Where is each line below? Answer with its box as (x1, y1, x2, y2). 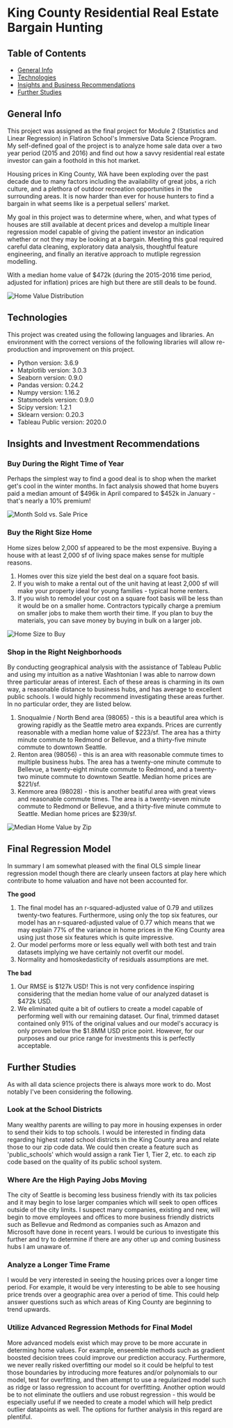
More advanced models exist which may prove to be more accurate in (7, 1338, 207, 1347)
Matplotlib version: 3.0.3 (17, 366, 87, 374)
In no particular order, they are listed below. (7, 700, 132, 708)
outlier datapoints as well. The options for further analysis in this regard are (7, 1405, 223, 1413)
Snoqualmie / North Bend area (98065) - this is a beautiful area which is (17, 713, 224, 721)
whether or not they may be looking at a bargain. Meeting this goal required (7, 235, 224, 243)
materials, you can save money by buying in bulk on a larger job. (17, 616, 202, 625)
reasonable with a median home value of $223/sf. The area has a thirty (17, 728, 221, 736)
